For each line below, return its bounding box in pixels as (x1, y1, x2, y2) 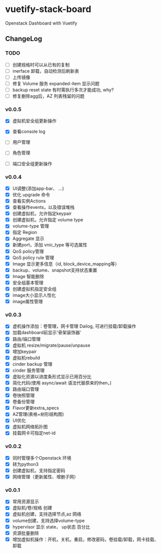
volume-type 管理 (12, 223, 49, 229)
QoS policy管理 (12, 248, 44, 254)
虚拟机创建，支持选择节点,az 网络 (12, 511, 81, 517)
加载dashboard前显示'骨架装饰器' (12, 330, 81, 336)
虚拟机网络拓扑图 (12, 424, 48, 430)
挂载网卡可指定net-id (12, 430, 56, 436)
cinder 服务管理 (12, 367, 45, 373)
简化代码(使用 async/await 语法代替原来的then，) (12, 380, 111, 386)
